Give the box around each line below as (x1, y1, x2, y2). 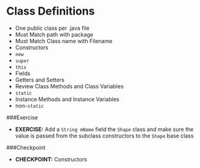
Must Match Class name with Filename (15, 37, 113, 44)
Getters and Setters (15, 76, 65, 83)
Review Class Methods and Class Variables (15, 82, 124, 89)
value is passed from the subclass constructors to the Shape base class (15, 132, 194, 139)
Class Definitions (6, 4, 95, 18)
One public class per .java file (15, 24, 90, 32)
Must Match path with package (15, 30, 93, 38)
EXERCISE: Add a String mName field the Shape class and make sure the (15, 125, 194, 133)
